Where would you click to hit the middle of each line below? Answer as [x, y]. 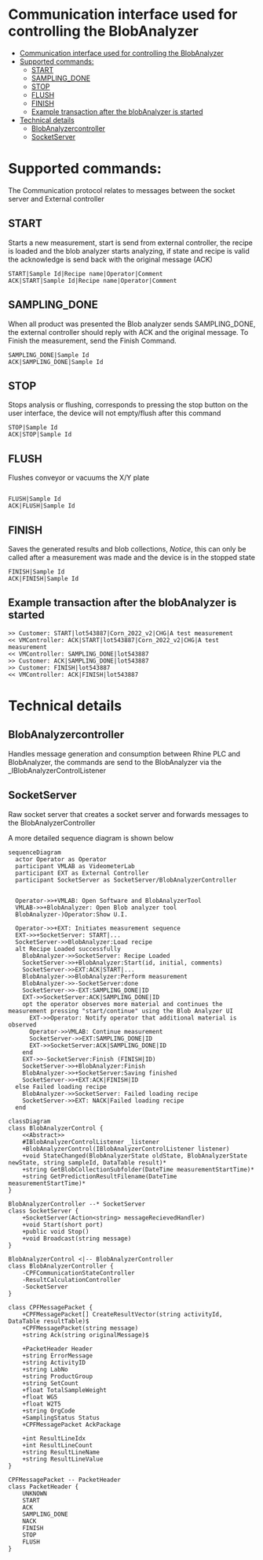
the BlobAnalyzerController [52, 823]
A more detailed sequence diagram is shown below [91, 838]
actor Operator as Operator [61, 859]
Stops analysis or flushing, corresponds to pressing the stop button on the [128, 405]
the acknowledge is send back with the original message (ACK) [111, 259]
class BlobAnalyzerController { [61, 1266]
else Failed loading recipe [61, 1086]
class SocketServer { [44, 1211]
